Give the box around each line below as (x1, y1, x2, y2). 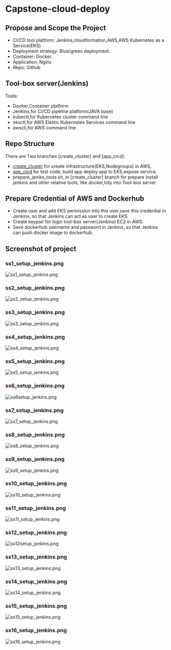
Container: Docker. (12, 53, 53, 60)
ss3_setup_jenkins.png (5, 309, 65, 316)
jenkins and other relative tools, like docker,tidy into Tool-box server (12, 179, 156, 185)
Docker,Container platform (12, 103, 69, 109)
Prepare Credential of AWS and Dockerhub (5, 194, 144, 203)
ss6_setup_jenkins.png (5, 382, 65, 389)
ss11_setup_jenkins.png (5, 504, 67, 511)
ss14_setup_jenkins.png (5, 578, 68, 585)
